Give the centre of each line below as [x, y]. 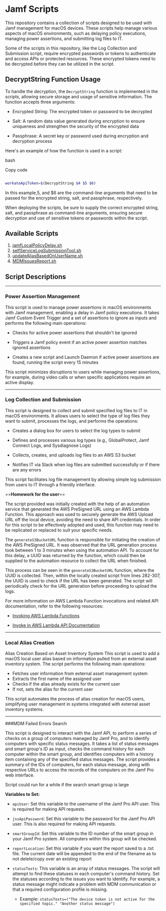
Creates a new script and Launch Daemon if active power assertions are [86, 357]
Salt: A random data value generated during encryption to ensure [79, 121]
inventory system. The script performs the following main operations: [75, 664]
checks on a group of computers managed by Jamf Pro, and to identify [77, 738]
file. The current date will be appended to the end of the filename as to [84, 854]
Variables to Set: [22, 794]
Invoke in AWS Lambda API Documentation [56, 625]
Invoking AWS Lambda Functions [46, 615]
